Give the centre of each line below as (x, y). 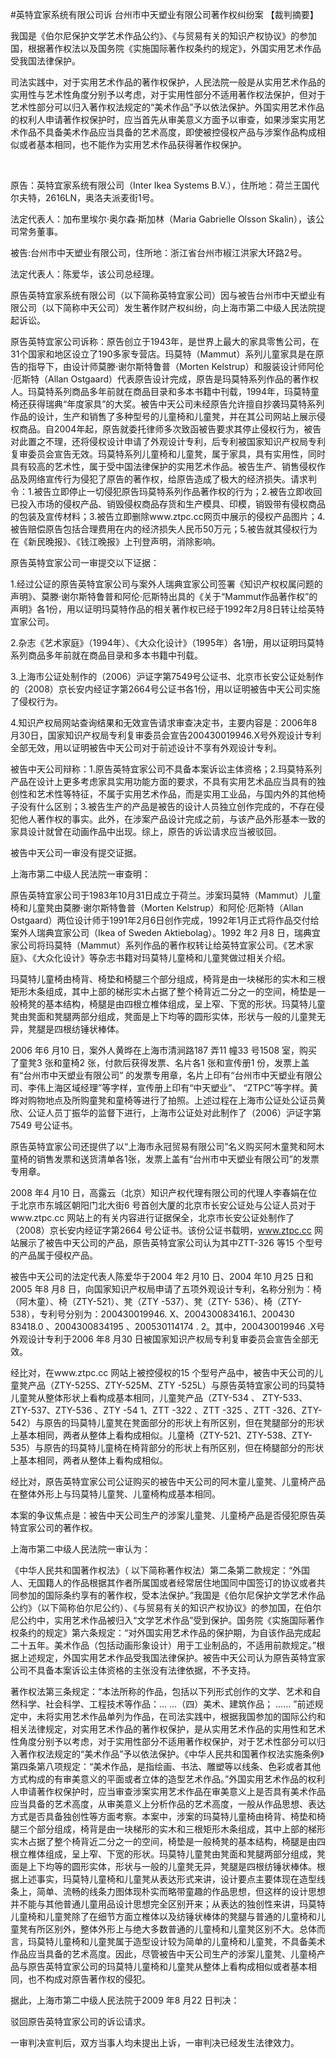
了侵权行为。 (36, 701)
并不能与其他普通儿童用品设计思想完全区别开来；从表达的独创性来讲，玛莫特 (168, 1904)
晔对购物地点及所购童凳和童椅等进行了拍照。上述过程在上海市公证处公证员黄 (168, 1100)
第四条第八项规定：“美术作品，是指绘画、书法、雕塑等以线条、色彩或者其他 (166, 1766)
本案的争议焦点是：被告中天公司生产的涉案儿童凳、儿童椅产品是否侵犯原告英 (168, 1515)
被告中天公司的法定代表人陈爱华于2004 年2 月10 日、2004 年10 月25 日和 (162, 1276)
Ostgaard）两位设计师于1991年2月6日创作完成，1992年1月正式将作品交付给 (165, 920)
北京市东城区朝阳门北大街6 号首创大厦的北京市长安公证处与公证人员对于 (167, 1205)
